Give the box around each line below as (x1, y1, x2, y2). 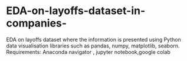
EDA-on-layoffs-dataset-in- (6, 4, 146, 18)
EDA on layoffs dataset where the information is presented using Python (6, 36, 181, 43)
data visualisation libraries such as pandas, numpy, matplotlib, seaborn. (6, 42, 180, 49)
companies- (6, 16, 67, 30)
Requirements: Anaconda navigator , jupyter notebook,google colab (6, 48, 171, 55)
